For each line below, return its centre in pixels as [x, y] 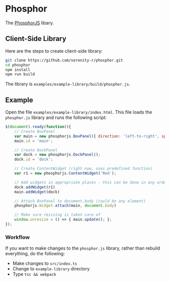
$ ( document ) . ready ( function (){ [38, 127]
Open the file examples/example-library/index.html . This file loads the [79, 112]
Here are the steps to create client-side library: [54, 51]
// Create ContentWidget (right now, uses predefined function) [83, 169]
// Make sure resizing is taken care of [57, 215]
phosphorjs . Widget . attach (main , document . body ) [65, 206]
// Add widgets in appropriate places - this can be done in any [85, 182]
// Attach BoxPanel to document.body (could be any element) [80, 201]
